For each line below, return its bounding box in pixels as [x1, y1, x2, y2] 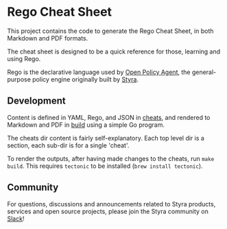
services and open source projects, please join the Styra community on [7, 207, 209, 215]
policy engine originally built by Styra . [32, 75, 139, 83]
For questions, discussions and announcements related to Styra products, [7, 200, 216, 208]
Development [7, 95, 67, 107]
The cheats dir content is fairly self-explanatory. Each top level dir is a [7, 134, 204, 142]
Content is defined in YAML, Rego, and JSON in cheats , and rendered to [7, 113, 211, 121]
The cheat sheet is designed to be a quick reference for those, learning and [7, 47, 221, 56]
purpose [7, 75, 31, 83]
